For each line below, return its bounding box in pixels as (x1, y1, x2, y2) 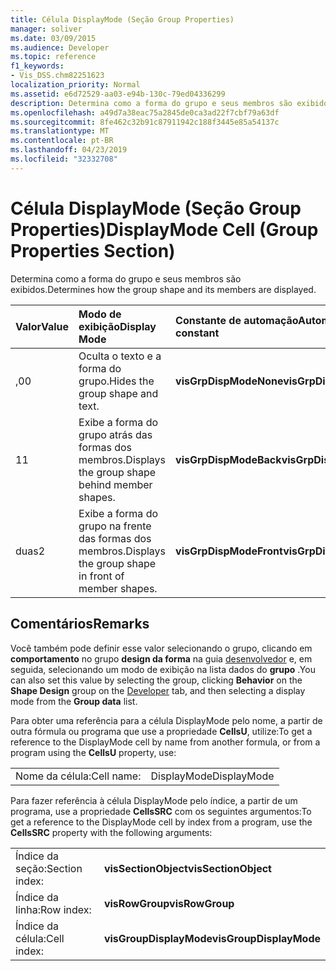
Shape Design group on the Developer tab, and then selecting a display (10, 684, 306, 696)
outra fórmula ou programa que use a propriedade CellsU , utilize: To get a (10, 725, 313, 737)
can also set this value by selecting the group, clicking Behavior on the (10, 674, 303, 686)
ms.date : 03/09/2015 (10, 33, 97, 43)
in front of (78, 569, 125, 583)
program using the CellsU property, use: (10, 746, 177, 758)
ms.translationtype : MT (10, 126, 110, 136)
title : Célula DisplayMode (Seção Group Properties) (10, 14, 235, 25)
